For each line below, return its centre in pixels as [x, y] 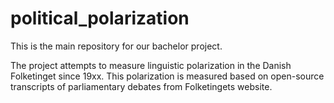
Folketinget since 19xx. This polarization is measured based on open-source [167, 76]
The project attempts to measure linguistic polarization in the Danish [151, 65]
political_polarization [100, 18]
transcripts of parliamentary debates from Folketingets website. [141, 86]
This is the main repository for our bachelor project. [116, 46]
